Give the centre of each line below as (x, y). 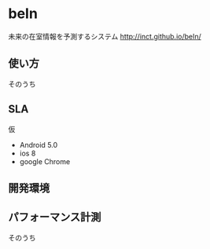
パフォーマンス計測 (55, 217)
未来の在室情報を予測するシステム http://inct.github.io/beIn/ (105, 36)
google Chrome (45, 161)
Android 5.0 (39, 145)
